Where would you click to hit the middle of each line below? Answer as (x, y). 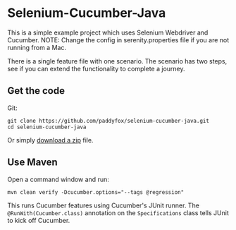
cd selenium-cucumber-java (47, 127)
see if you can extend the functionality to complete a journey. (96, 68)
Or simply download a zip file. (50, 140)
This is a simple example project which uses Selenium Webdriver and (108, 32)
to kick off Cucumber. (39, 220)
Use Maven (32, 163)
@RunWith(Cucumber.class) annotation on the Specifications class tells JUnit (118, 212)
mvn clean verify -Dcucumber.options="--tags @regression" (96, 192)
